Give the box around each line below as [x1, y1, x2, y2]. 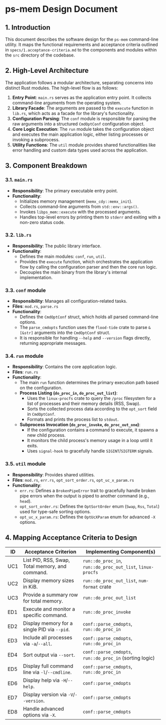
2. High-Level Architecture [5, 66, 89, 75]
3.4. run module [5, 353, 43, 360]
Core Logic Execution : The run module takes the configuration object [12, 126, 154, 132]
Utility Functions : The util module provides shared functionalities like [12, 142, 156, 148]
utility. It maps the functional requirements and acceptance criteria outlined [5, 42, 158, 48]
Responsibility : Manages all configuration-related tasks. [12, 298, 127, 304]
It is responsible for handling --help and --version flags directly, [19, 335, 151, 341]
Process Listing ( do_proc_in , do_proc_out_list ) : [19, 390, 118, 396]
